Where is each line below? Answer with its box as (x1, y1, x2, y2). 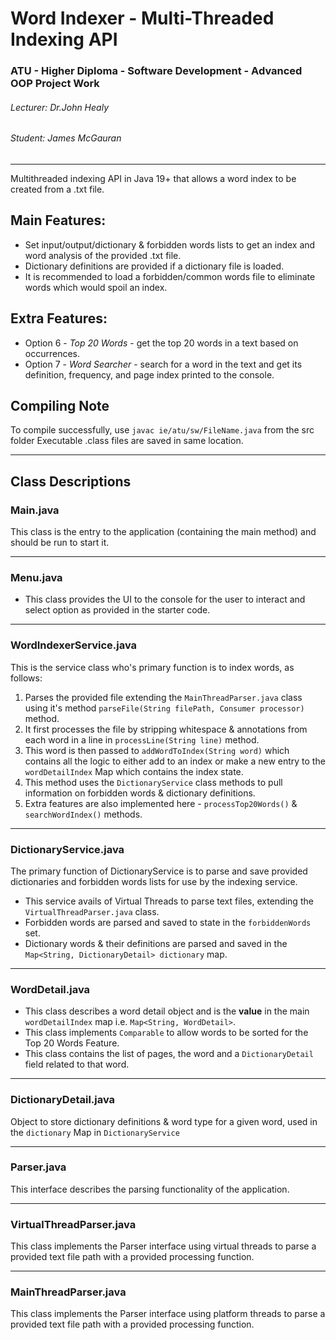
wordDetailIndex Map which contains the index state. (24, 765, 244, 777)
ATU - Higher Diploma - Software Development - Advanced (10, 64, 303, 78)
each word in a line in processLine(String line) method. (24, 733, 260, 746)
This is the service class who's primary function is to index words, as (10, 661, 295, 673)
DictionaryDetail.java (10, 1093, 116, 1107)
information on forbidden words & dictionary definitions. (24, 787, 256, 799)
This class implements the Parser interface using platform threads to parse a (10, 1308, 326, 1320)
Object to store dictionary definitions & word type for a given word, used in (10, 1115, 318, 1127)
